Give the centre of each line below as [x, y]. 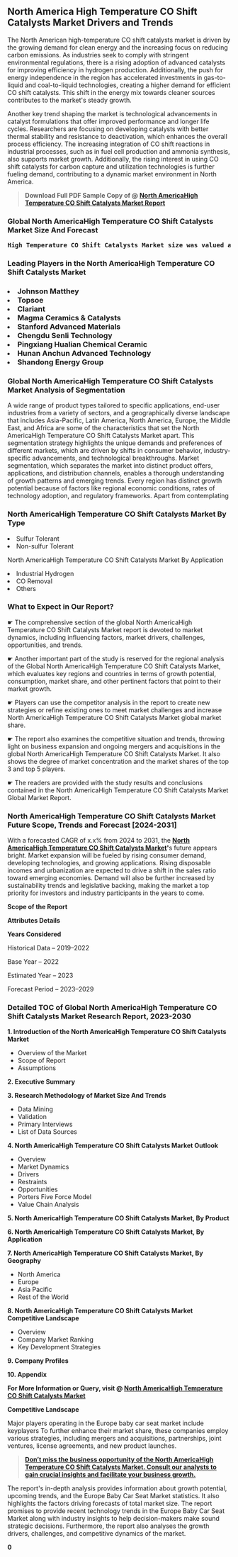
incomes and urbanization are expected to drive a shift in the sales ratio [112, 870]
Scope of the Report [38, 907]
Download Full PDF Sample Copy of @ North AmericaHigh [111, 195]
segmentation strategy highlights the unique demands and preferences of [115, 443]
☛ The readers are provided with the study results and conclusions [105, 782]
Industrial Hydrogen [45, 573]
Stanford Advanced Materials [69, 327]
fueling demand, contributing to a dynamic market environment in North [112, 174]
